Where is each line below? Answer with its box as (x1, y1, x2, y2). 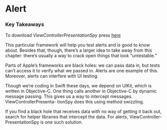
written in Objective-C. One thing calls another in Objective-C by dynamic (5, 88, 157, 94)
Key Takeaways (5, 21, 44, 28)
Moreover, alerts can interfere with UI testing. (5, 73, 98, 79)
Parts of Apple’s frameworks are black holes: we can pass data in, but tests (5, 62, 160, 68)
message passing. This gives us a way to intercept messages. (5, 93, 133, 99)
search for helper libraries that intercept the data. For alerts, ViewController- (5, 114, 162, 120)
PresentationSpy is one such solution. (5, 119, 83, 125)
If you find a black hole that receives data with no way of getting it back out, (5, 108, 161, 114)
